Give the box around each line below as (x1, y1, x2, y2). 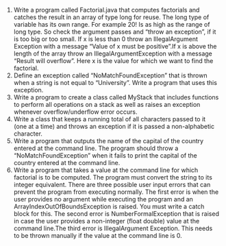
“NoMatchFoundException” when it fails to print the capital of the (13, 151, 197, 160)
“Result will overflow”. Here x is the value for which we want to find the (13, 57, 214, 64)
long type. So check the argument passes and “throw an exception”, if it (13, 27, 216, 36)
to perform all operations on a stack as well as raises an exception (13, 101, 201, 108)
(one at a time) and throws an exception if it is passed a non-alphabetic (13, 123, 214, 130)
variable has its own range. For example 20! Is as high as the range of (13, 21, 210, 28)
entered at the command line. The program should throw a (13, 144, 179, 152)
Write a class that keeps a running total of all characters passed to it (13, 115, 206, 123)
